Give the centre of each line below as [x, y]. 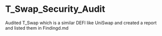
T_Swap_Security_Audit [55, 9]
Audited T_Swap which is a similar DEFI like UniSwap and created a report [81, 23]
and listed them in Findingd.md [37, 28]
